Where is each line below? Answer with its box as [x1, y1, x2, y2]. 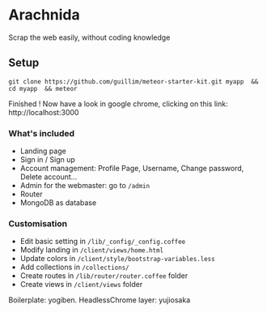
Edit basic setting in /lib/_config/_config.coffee [19, 237, 186, 247]
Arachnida [8, 6, 81, 24]
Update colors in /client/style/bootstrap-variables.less [19, 254, 216, 264]
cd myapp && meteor [8, 84, 78, 92]
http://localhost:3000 [8, 107, 79, 117]
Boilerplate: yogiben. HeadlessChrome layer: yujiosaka [8, 295, 191, 305]
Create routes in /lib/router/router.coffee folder [19, 271, 189, 281]
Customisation [8, 217, 67, 229]
